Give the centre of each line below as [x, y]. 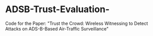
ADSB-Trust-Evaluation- [58, 9]
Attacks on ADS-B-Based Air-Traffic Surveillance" [57, 28]
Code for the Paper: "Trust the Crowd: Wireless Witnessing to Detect [76, 23]
